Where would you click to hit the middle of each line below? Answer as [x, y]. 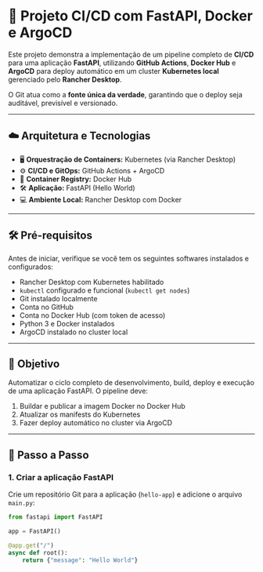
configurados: [31, 267]
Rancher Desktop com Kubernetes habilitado [92, 282]
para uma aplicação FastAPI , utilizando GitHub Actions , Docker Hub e [122, 63]
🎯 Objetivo [34, 364]
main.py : [22, 503]
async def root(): [38, 552]
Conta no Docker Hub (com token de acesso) [92, 315]
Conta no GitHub [47, 307]
